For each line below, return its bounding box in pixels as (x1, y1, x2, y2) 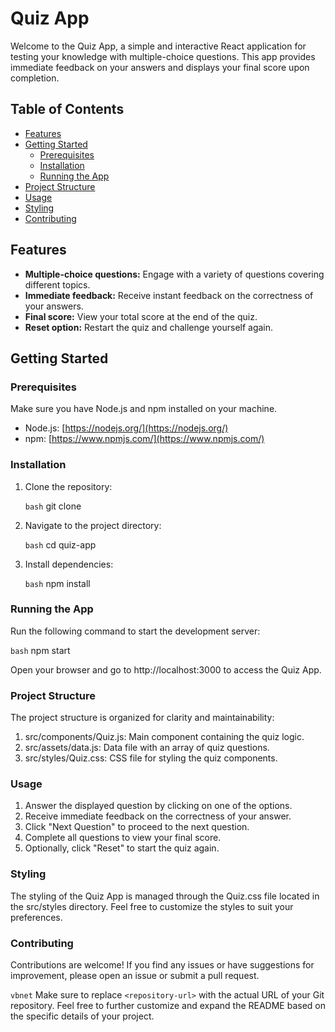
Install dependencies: (24, 558, 114, 570)
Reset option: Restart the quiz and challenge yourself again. (24, 321, 274, 333)
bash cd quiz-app (24, 538, 97, 551)
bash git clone (24, 500, 82, 512)
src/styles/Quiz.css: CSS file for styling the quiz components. (24, 752, 278, 764)
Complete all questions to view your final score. (24, 832, 222, 844)
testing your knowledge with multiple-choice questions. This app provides (10, 50, 316, 62)
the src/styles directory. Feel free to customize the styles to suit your (10, 900, 294, 912)
